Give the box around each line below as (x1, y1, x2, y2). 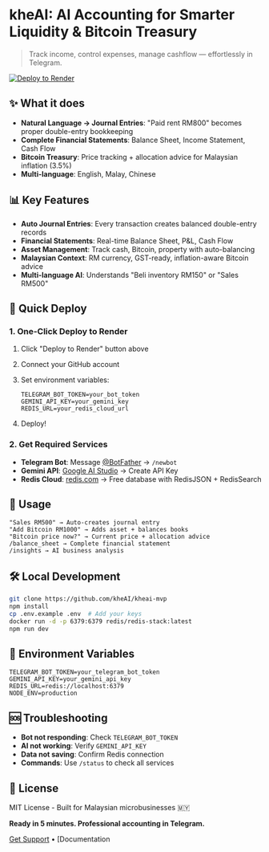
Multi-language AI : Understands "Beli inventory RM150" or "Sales (20, 270, 239, 279)
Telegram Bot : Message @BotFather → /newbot (20, 457, 178, 467)
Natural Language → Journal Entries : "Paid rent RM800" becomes (20, 118, 243, 128)
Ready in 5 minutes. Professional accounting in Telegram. (9, 818, 205, 828)
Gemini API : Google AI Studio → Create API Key (20, 466, 179, 475)
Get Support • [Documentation (9, 834, 110, 844)
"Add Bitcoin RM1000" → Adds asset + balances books (9, 526, 189, 534)
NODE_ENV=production (9, 689, 78, 698)
